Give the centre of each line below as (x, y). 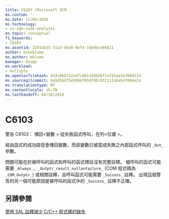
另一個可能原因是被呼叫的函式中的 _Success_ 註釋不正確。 (74, 181)
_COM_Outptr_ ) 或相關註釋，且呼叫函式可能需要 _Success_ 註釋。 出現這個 (81, 174)
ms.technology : (21, 24)
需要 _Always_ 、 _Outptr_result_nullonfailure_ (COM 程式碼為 (71, 168)
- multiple (17, 71)
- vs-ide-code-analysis (30, 29)
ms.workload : (19, 66)
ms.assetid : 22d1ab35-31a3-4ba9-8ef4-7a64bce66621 (60, 48)
